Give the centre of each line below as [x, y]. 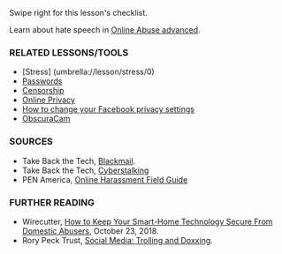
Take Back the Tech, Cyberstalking [85, 170]
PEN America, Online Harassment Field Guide [105, 179]
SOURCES [31, 142]
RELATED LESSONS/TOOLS [69, 52]
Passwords [42, 81]
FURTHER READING [52, 202]
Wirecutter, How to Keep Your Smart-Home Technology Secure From [147, 221]
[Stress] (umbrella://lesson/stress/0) [88, 72]
